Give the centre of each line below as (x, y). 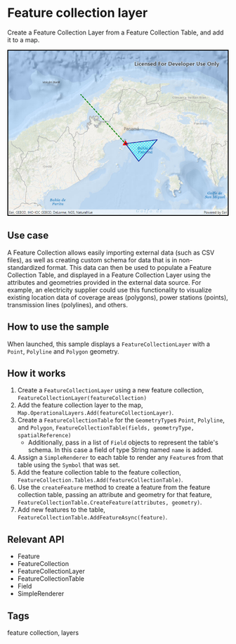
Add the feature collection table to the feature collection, (99, 472)
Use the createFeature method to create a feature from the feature (114, 487)
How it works (37, 373)
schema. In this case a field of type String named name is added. (120, 450)
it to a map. (24, 39)
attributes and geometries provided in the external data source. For (104, 282)
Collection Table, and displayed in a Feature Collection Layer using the (109, 275)
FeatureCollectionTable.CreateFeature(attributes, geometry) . (110, 502)
